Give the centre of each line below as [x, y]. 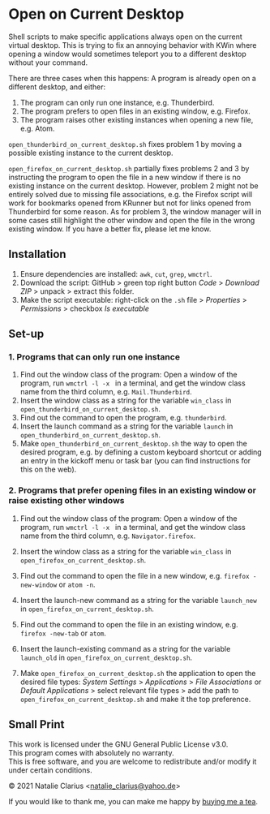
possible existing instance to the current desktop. [91, 153]
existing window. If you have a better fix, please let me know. [110, 229]
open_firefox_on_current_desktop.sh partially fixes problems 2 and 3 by [129, 168]
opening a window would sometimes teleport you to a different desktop [127, 54]
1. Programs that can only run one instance [94, 357]
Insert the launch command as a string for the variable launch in [126, 426]
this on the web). [48, 469]
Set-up [26, 334]
